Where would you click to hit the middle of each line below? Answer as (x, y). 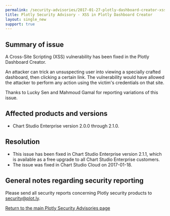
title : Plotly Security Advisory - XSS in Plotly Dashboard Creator (79, 15)
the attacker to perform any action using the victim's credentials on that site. (85, 83)
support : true (20, 24)
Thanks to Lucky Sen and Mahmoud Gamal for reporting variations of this (82, 93)
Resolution (23, 142)
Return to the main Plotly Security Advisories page (58, 208)
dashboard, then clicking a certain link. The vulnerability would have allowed (85, 77)
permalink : (17, 10)
